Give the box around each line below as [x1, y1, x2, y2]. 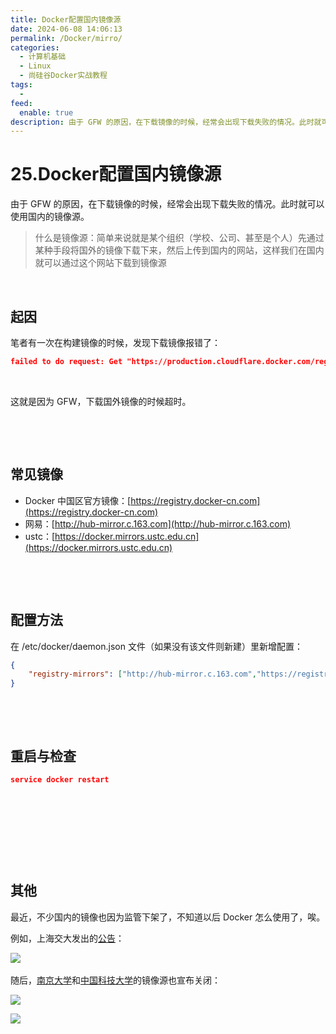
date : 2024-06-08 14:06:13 [10, 24, 123, 34]
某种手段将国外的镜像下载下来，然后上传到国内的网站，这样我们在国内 [34, 244, 325, 256]
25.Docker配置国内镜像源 [10, 163, 222, 186]
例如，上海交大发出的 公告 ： [10, 932, 125, 944]
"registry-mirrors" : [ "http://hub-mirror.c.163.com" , [28, 669, 257, 680]
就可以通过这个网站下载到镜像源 [34, 257, 167, 269]
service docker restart [10, 774, 110, 785]
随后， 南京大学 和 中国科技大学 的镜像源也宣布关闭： [10, 974, 221, 986]
